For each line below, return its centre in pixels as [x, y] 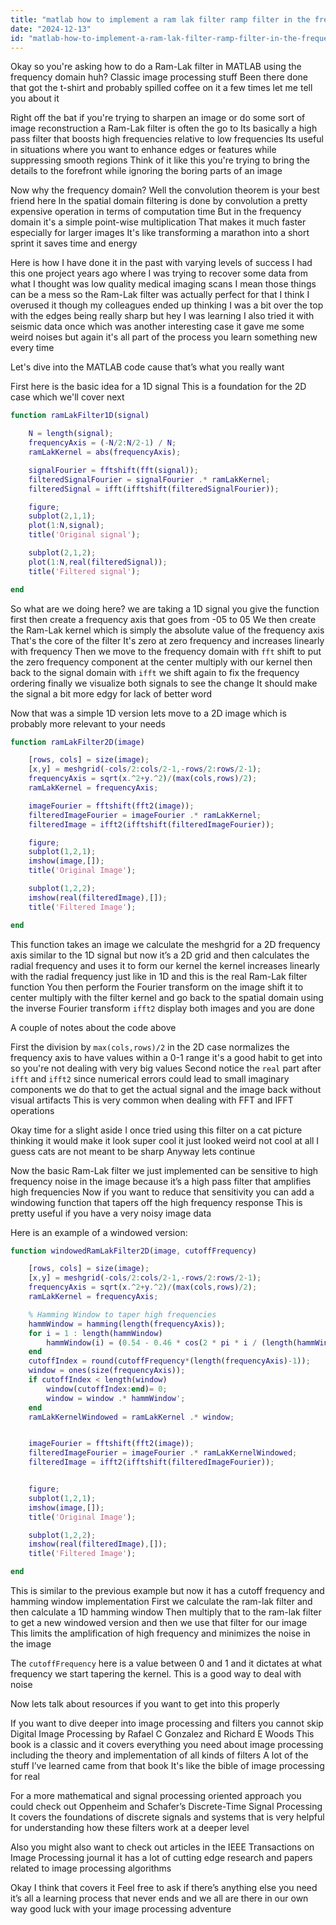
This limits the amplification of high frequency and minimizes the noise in [160, 1633]
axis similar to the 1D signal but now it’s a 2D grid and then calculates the [160, 955]
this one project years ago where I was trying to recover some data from [159, 273]
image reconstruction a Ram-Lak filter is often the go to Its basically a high [164, 128]
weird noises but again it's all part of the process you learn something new [164, 337]
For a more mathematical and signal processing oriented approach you [156, 1795]
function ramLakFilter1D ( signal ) [80, 416]
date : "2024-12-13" [51, 29]
